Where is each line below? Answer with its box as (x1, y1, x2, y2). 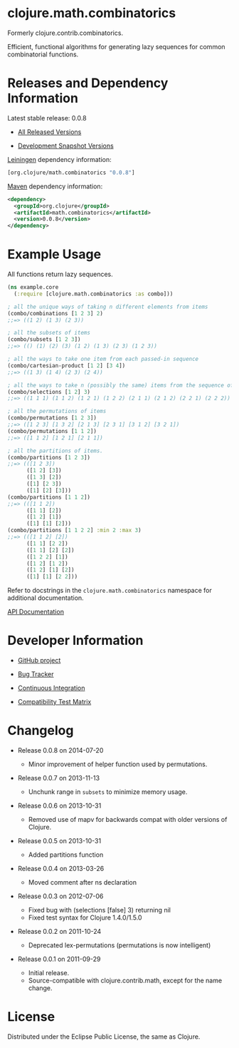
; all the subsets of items (7, 330, 91, 337)
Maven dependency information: (7, 182, 103, 190)
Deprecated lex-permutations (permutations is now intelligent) (28, 941, 211, 950)
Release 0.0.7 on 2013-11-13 (17, 774, 100, 783)
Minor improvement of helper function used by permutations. (28, 760, 208, 768)
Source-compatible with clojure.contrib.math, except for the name (28, 976, 223, 985)
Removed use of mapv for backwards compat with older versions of (28, 815, 228, 824)
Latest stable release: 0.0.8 (7, 113, 87, 122)
